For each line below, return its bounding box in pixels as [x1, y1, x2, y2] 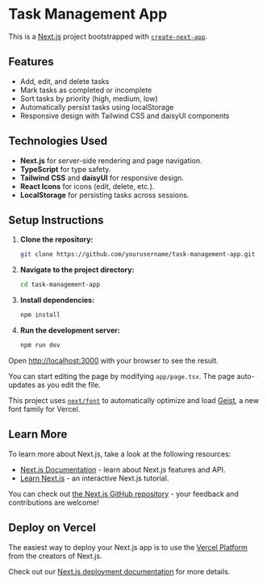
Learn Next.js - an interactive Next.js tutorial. [19, 473, 169, 483]
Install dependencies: [19, 296, 95, 305]
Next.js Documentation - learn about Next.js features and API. [19, 464, 226, 474]
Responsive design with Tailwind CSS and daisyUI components [19, 111, 230, 120]
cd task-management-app [19, 280, 101, 289]
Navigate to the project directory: [19, 265, 135, 275]
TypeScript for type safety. [19, 164, 111, 174]
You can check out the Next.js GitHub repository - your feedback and [8, 489, 240, 498]
